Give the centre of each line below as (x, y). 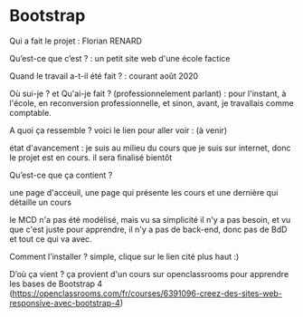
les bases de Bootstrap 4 (56, 283)
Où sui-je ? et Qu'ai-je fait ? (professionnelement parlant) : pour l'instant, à (148, 93)
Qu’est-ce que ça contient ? (61, 175)
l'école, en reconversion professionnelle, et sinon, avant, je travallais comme (151, 103)
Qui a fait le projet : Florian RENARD (76, 41)
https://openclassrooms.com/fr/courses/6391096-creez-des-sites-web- (147, 293)
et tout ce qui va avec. (51, 239)
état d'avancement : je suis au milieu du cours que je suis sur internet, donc (150, 148)
